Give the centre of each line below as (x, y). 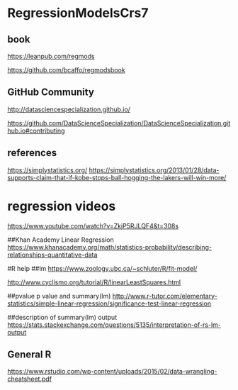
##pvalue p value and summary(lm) (59, 296)
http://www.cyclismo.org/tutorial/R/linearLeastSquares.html (94, 282)
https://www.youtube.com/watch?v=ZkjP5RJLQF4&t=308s (93, 225)
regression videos (62, 206)
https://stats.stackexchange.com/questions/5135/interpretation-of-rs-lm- (114, 325)
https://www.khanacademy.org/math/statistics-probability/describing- (110, 247)
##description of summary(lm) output (62, 317)
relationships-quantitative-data (52, 255)
